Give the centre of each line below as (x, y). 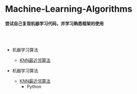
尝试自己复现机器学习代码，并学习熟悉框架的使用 (54, 23)
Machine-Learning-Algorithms (69, 9)
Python (34, 87)
